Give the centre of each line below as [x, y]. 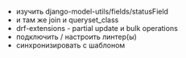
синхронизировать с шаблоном [70, 45]
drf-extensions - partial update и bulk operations [97, 28]
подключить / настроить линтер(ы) [76, 37]
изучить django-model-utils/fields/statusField [92, 12]
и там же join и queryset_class [67, 20]
